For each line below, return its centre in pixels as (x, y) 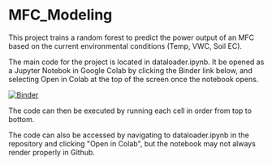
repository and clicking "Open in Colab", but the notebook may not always (132, 143)
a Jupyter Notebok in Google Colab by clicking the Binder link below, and (131, 70)
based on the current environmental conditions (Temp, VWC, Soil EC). (125, 46)
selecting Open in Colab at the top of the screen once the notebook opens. (134, 79)
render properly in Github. (52, 152)
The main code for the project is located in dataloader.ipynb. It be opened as (136, 62)
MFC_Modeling (60, 15)
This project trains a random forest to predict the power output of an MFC (132, 37)
